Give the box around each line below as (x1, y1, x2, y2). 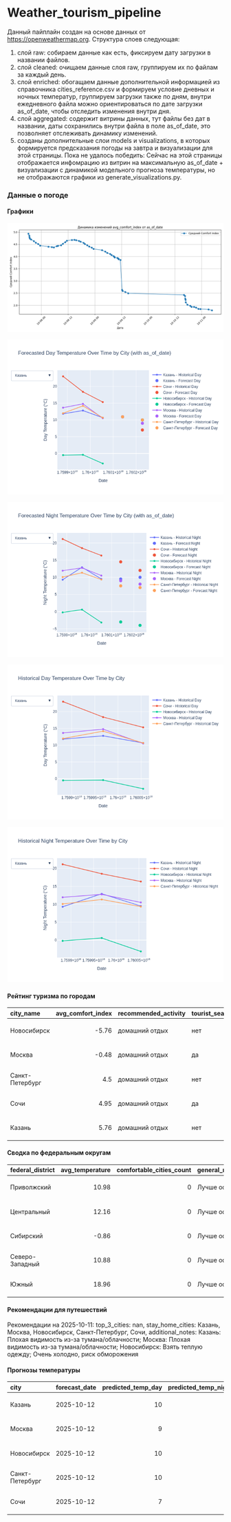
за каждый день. (16, 70, 67, 79)
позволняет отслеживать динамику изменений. (16, 129, 158, 137)
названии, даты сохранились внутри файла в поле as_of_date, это (16, 121, 211, 130)
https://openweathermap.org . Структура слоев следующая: (7, 35, 180, 43)
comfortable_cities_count (116, 1166, 192, 1174)
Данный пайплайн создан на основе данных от (7, 28, 146, 36)
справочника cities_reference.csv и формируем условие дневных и (16, 85, 214, 93)
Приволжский (10, 1183, 52, 1191)
